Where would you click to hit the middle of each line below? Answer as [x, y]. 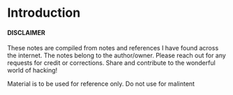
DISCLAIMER [26, 32]
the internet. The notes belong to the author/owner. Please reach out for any [117, 56]
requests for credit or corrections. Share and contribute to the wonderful [112, 63]
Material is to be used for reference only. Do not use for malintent [101, 84]
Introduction [44, 13]
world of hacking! [32, 71]
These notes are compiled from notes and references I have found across [113, 48]
